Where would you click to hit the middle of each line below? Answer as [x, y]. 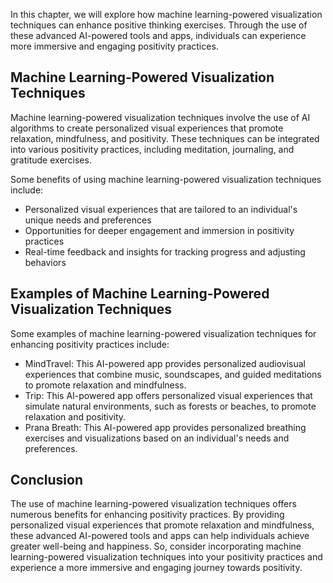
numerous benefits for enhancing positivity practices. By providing [147, 515]
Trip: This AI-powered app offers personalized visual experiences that [168, 395]
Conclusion [47, 480]
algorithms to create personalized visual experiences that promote [147, 128]
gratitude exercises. [51, 160]
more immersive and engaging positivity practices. [114, 46]
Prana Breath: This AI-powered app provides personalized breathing [165, 427]
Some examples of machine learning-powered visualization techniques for [163, 333]
